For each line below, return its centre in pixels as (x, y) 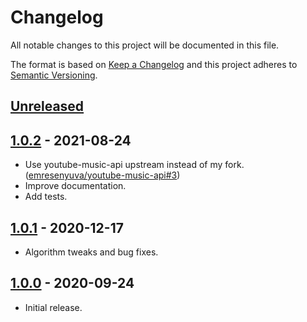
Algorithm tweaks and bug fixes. (91, 252)
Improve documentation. (75, 186)
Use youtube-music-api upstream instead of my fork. (134, 165)
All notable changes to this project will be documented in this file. (145, 45)
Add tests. (46, 197)
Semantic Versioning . (54, 75)
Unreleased (47, 106)
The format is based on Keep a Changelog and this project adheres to (154, 64)
